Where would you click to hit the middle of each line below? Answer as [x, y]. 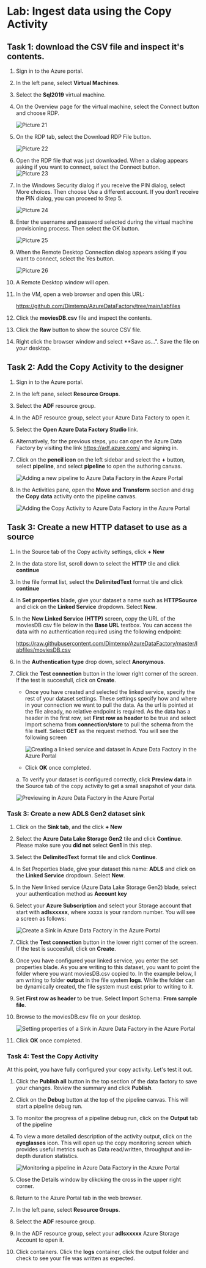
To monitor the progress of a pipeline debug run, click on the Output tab [107, 1118]
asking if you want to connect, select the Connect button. [88, 167]
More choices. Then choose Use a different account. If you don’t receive [107, 192]
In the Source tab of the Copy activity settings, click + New [90, 551]
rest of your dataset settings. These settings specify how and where [111, 698]
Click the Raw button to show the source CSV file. [79, 330]
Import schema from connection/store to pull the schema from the [109, 724]
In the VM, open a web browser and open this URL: [80, 294]
